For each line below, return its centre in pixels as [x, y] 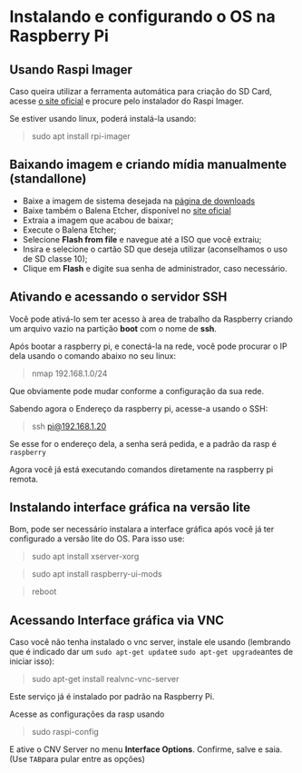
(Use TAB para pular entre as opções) [77, 759]
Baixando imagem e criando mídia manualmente [148, 165]
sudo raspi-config [65, 732]
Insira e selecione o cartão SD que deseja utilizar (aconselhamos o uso [155, 249]
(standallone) [48, 179]
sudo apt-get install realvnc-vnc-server [105, 679]
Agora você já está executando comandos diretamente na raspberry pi [141, 469]
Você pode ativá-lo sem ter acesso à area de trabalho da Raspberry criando [151, 319]
